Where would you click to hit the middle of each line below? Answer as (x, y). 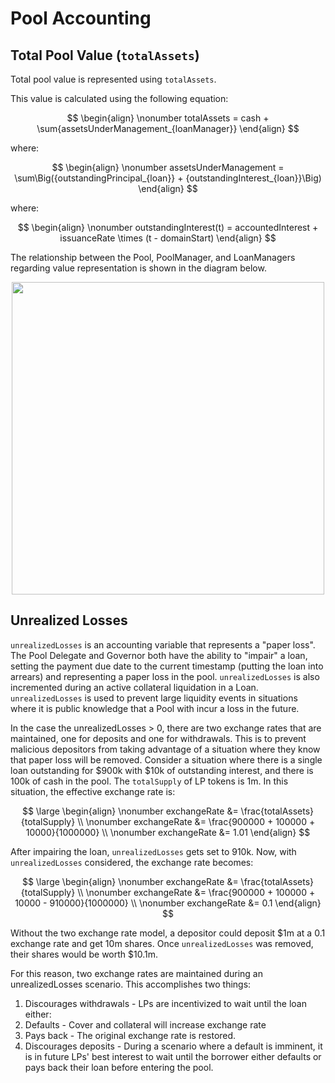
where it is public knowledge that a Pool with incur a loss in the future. (155, 708)
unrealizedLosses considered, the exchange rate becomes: (132, 862)
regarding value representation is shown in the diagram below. (138, 268)
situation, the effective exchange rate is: (93, 791)
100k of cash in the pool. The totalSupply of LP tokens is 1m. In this (149, 781)
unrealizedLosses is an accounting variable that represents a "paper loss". (163, 644)
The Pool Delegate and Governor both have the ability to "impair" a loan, (159, 655)
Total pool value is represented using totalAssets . (113, 79)
